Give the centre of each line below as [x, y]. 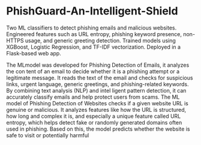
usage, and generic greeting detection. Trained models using [100, 40]
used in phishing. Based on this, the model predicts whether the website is [98, 129]
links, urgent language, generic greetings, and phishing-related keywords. [97, 84]
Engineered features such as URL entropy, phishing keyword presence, [94, 34]
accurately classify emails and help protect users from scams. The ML [93, 97]
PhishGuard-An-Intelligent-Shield [92, 11]
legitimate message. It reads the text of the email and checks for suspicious [100, 78]
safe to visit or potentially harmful [48, 135]
